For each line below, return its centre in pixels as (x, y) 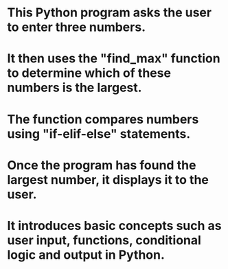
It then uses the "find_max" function (114, 59)
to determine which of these (89, 73)
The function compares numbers (103, 119)
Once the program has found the (102, 165)
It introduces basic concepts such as (114, 225)
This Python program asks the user (109, 13)
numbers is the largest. (75, 88)
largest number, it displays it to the (108, 179)
